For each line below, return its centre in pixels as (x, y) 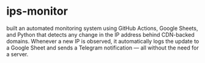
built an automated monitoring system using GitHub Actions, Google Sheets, (102, 28)
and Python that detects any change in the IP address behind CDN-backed (100, 34)
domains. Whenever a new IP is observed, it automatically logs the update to (103, 41)
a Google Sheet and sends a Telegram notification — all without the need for (102, 48)
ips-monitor (37, 11)
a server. (17, 54)
